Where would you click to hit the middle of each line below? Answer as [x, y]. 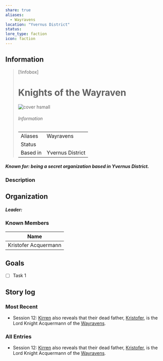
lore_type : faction [26, 34]
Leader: [14, 210]
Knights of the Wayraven [72, 92]
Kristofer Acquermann [35, 245]
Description [20, 180]
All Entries [19, 337]
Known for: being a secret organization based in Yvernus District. [77, 166]
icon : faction [21, 39]
